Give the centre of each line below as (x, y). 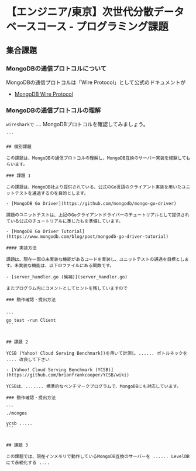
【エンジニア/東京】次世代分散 (80, 12)
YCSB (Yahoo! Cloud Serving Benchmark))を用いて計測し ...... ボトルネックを (97, 354)
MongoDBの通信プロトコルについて (56, 68)
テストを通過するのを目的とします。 (51, 194)
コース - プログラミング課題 (102, 27)
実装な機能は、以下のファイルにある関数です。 (66, 266)
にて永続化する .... (28, 463)
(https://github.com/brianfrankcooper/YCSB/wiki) (68, 375)
